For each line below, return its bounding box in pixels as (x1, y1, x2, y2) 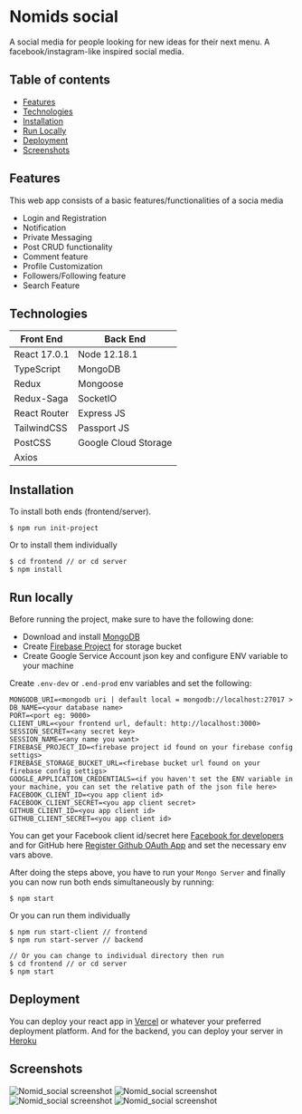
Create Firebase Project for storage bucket (22, 641, 183, 652)
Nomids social (9, 6, 119, 27)
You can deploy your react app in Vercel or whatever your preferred (9, 1015, 262, 1026)
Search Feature (22, 279, 80, 291)
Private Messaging (22, 231, 93, 242)
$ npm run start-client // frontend (9, 927, 147, 936)
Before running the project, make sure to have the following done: (9, 614, 254, 625)
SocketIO (78, 392, 118, 405)
